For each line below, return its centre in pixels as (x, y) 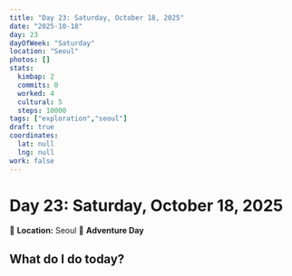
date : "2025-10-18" (46, 26)
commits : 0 (38, 85)
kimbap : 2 (36, 77)
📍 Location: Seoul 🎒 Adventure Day (77, 231)
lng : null (36, 152)
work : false (32, 161)
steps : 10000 (42, 110)
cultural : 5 (40, 102)
